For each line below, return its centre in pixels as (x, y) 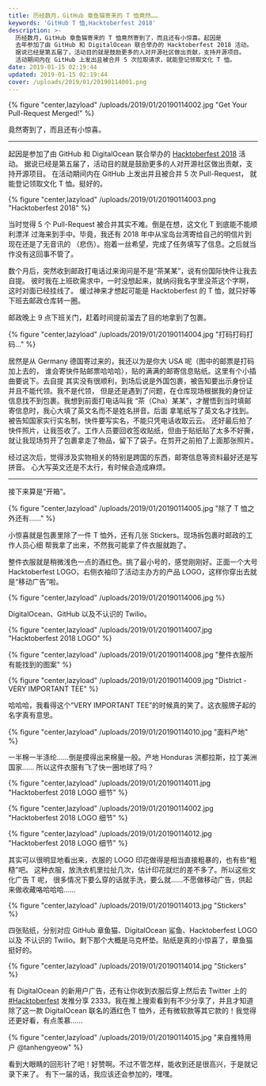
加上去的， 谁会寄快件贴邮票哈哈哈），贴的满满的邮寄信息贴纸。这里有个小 (129, 370)
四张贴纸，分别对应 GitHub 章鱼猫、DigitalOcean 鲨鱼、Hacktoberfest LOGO (133, 930)
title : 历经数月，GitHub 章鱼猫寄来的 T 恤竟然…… (83, 15)
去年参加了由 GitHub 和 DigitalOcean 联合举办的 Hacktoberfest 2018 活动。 (134, 45)
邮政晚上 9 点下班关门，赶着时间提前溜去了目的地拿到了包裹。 (110, 317)
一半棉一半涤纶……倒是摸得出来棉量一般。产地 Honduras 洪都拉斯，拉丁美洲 (133, 757)
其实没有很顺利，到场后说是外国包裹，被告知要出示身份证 (159, 381)
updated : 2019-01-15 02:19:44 (58, 75)
